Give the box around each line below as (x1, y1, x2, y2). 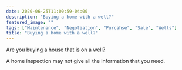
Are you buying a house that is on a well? (6, 46, 106, 53)
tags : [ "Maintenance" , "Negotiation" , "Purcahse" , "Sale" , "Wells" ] (6, 24, 177, 31)
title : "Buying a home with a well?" (6, 30, 99, 36)
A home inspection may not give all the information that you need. (6, 58, 166, 65)
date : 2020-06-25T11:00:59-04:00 (6, 8, 88, 15)
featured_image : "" (6, 19, 54, 25)
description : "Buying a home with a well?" (6, 14, 114, 20)
